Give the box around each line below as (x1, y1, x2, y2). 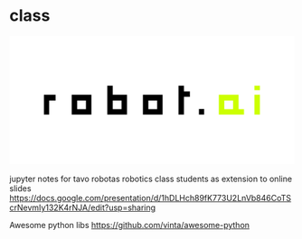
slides (9, 182, 32, 194)
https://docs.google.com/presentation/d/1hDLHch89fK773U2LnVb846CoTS (9, 192, 292, 203)
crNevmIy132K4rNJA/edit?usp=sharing (9, 202, 156, 213)
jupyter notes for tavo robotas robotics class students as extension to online (9, 173, 292, 184)
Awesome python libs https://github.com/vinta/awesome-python (9, 219, 250, 230)
